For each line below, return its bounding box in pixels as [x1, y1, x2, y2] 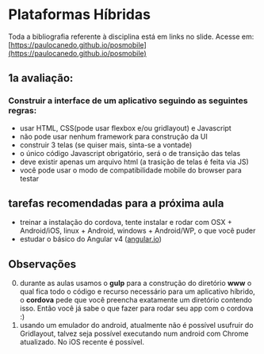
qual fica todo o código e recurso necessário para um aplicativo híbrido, [19, 287, 255, 296]
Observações [8, 257, 77, 271]
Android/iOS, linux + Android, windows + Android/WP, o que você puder [19, 226, 256, 235]
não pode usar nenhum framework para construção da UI [19, 131, 208, 141]
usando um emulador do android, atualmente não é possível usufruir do [19, 321, 254, 330]
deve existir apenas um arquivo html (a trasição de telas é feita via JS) [19, 157, 250, 166]
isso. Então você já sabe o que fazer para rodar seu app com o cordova [19, 303, 254, 314]
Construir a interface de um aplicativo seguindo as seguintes [8, 95, 248, 106]
